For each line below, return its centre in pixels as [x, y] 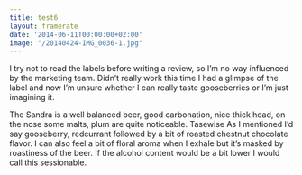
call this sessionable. [48, 162]
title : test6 [34, 18]
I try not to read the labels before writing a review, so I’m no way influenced [149, 69]
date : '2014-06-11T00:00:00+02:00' [76, 34]
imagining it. [32, 97]
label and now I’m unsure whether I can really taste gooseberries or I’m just [149, 87]
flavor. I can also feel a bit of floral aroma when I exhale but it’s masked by [146, 143]
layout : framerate [44, 26]
